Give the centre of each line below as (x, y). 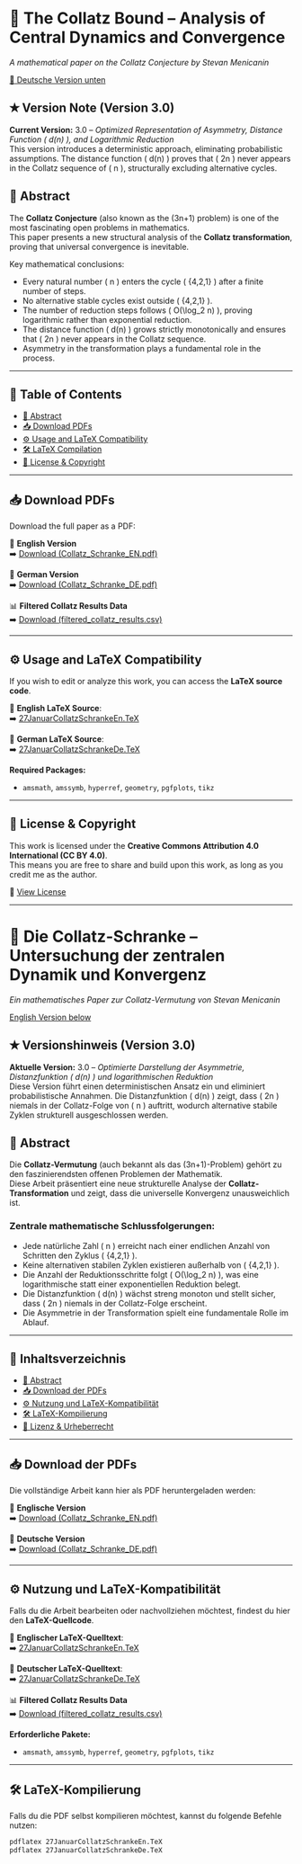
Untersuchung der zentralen (117, 956)
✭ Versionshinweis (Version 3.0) (102, 1045)
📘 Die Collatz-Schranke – (103, 936)
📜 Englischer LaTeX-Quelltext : (67, 1638)
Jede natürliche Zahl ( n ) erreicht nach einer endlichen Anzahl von (146, 1245)
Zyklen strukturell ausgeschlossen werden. (89, 1115)
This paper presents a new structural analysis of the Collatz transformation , (151, 236)
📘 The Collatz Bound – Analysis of (138, 18)
